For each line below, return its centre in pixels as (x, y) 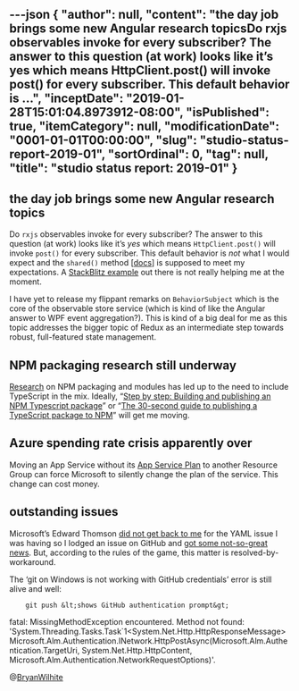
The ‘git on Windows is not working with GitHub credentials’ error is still (141, 579)
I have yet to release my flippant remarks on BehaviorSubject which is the (144, 299)
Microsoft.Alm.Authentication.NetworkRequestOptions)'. (112, 660)
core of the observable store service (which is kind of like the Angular (137, 308)
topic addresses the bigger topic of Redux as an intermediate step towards (146, 328)
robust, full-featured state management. (83, 337)
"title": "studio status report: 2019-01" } (124, 169)
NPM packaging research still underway (123, 365)
